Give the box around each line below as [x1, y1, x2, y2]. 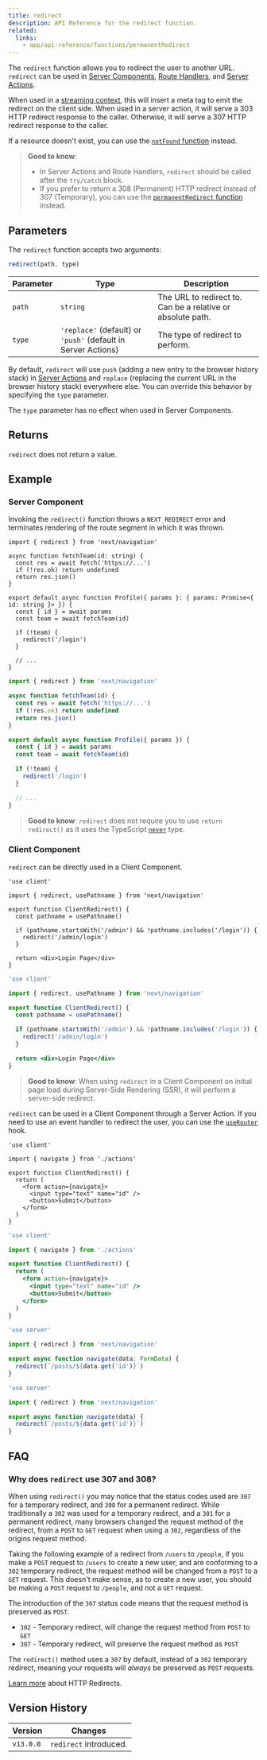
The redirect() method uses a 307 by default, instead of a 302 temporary [8, 1654, 248, 1664]
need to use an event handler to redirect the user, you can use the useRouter [8, 1117, 258, 1126]
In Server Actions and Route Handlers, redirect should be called [39, 167, 252, 177]
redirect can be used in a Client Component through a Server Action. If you [8, 1109, 257, 1118]
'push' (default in [60, 334, 126, 345]
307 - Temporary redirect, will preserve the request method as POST [19, 1639, 239, 1649]
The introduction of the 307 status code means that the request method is [8, 1598, 249, 1607]
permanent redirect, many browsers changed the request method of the [8, 1517, 244, 1526]
